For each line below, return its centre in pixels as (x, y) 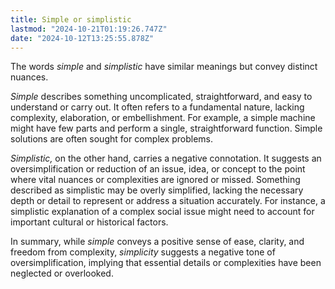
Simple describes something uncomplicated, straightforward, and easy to (161, 97)
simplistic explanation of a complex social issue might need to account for (162, 212)
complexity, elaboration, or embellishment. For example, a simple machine (163, 118)
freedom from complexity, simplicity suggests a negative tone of (143, 252)
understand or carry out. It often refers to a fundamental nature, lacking (157, 107)
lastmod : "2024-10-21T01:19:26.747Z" (89, 29)
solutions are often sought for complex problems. (112, 139)
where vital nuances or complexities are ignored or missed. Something (155, 180)
